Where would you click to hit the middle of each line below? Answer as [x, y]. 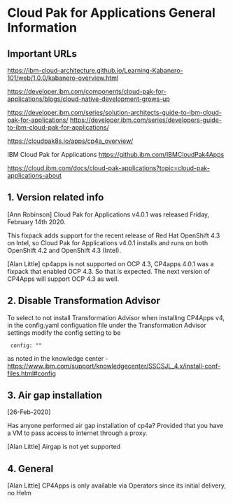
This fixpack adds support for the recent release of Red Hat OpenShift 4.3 [114, 235]
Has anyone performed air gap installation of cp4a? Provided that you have [115, 426]
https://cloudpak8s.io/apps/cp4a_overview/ [70, 141]
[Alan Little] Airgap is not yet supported [64, 447]
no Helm [19, 493]
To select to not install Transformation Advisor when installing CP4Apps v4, [116, 317]
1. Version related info [56, 198]
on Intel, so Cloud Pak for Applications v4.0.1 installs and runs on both [108, 242]
